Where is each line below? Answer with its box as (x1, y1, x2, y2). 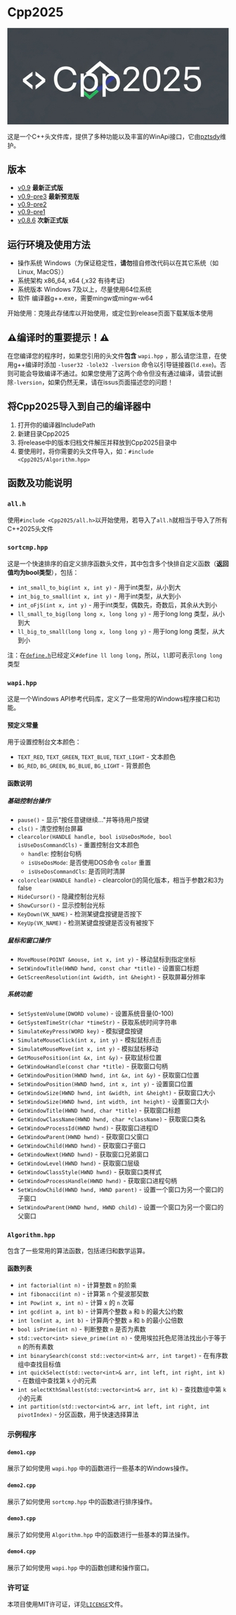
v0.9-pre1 (17, 208, 46, 216)
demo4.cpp (7, 1548, 37, 1555)
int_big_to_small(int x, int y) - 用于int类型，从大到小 (17, 592, 181, 600)
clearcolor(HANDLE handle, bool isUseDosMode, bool (17, 833, 172, 840)
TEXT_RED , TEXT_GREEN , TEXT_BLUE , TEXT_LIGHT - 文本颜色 (17, 753, 176, 761)
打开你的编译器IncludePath (17, 420, 96, 429)
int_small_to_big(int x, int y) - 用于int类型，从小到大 (17, 582, 181, 592)
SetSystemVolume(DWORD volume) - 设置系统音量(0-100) (17, 1009, 174, 1018)
